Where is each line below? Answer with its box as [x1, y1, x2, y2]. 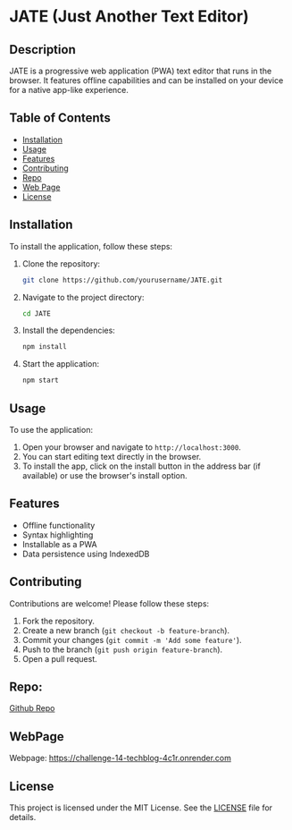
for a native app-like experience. [9, 85, 129, 95]
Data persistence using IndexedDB [21, 548, 150, 559]
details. [9, 812, 37, 822]
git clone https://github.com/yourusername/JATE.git [21, 275, 223, 284]
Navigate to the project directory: [21, 292, 145, 302]
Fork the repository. [21, 615, 96, 626]
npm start [21, 376, 60, 385]
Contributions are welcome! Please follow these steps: [9, 597, 210, 609]
